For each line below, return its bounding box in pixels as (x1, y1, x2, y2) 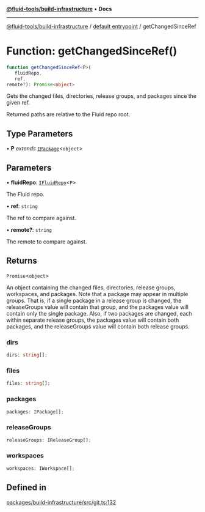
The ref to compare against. (6, 214, 76, 222)
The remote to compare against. (6, 238, 87, 245)
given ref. (6, 99, 31, 106)
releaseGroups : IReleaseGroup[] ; (6, 437, 92, 443)
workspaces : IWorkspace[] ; (6, 465, 75, 472)
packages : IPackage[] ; (6, 409, 64, 415)
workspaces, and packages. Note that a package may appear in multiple (6, 290, 189, 297)
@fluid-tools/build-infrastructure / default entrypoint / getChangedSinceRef (6, 23, 196, 30)
